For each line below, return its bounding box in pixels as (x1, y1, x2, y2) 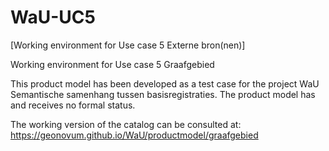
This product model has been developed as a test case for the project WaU (10, 77, 320, 90)
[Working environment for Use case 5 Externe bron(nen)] (10, 39, 246, 51)
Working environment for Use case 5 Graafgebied (10, 58, 215, 70)
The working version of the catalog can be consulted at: (10, 118, 242, 130)
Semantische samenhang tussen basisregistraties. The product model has (10, 88, 316, 100)
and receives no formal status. (10, 99, 136, 111)
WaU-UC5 (10, 6, 96, 29)
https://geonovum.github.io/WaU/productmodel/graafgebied (10, 129, 259, 141)
